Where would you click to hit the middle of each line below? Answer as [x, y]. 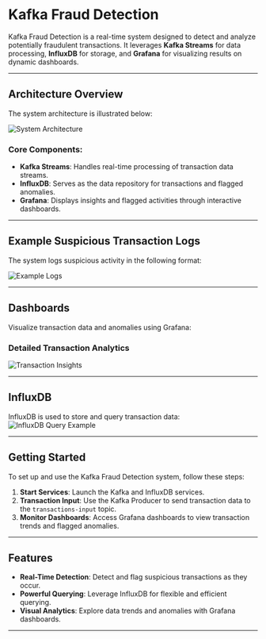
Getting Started [47, 458]
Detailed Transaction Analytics [69, 348]
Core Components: [46, 149]
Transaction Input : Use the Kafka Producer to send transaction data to [135, 500]
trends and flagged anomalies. [69, 525]
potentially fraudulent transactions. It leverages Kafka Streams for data [125, 44]
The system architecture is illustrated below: [80, 114]
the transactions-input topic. [68, 509]
